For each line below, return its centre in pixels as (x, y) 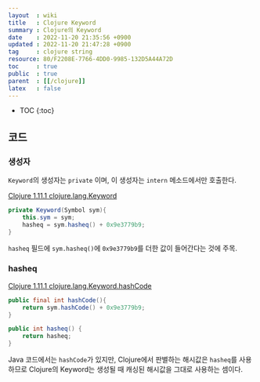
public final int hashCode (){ (58, 300)
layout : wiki (33, 15)
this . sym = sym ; (49, 217)
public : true (33, 74)
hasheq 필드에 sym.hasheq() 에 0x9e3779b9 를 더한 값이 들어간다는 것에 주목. (123, 248)
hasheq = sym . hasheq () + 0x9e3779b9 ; (84, 224)
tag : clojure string (50, 52)
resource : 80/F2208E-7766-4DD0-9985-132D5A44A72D (91, 60)
